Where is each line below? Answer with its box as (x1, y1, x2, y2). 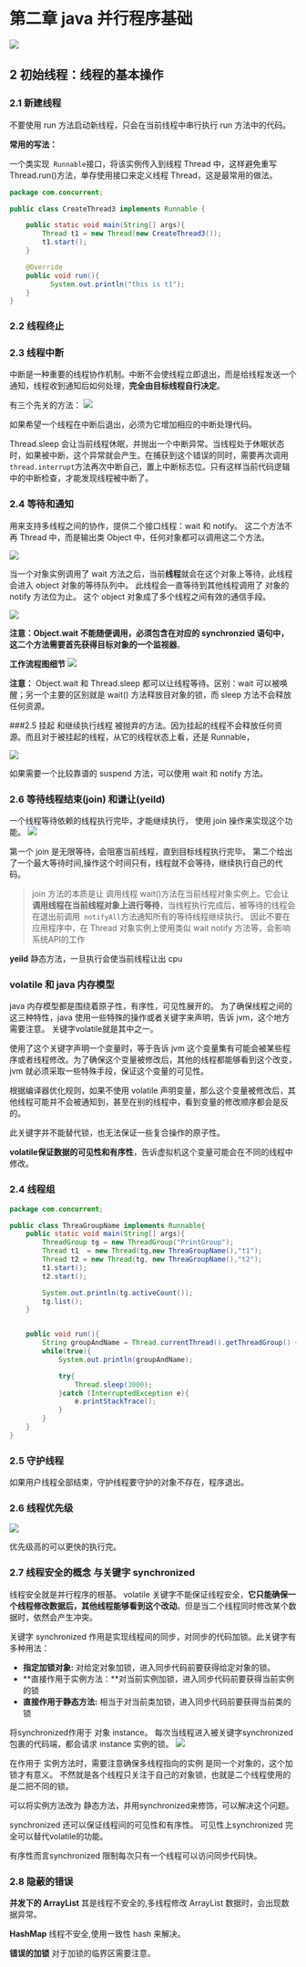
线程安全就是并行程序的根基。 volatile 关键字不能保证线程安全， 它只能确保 (9, 1588, 289, 1599)
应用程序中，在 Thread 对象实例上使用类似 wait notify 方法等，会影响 (31, 922, 291, 933)
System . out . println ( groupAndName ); (57, 1355, 194, 1364)
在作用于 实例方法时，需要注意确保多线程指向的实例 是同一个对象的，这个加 (9, 1757, 293, 1768)
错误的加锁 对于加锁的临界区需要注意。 (9, 1947, 156, 1958)
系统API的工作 (31, 934, 86, 945)
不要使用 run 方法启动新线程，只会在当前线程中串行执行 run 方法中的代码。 (9, 120, 291, 130)
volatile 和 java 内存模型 (9, 978, 116, 991)
